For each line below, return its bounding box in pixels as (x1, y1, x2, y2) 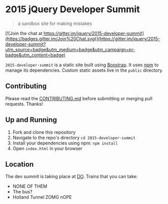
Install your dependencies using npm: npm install (12, 140, 118, 146)
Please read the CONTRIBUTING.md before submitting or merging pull (5, 95, 153, 101)
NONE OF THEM (12, 183, 47, 189)
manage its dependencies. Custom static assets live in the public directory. (5, 67, 163, 73)
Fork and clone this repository (12, 129, 76, 135)
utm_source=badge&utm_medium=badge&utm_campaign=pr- (5, 46, 135, 52)
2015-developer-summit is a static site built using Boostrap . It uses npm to (5, 62, 159, 68)
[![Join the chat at (5, 30, 43, 36)
